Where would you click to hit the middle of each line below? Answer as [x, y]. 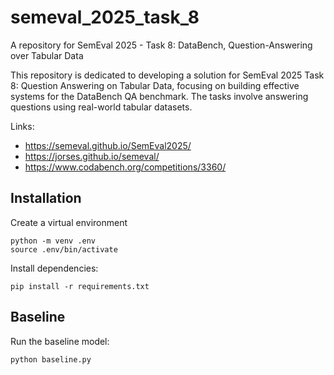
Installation [46, 198]
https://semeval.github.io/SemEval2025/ [108, 145]
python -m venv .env [53, 241]
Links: [22, 126]
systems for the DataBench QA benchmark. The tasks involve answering [159, 96]
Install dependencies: [54, 268]
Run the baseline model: [60, 341]
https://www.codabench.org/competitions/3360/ [125, 167]
